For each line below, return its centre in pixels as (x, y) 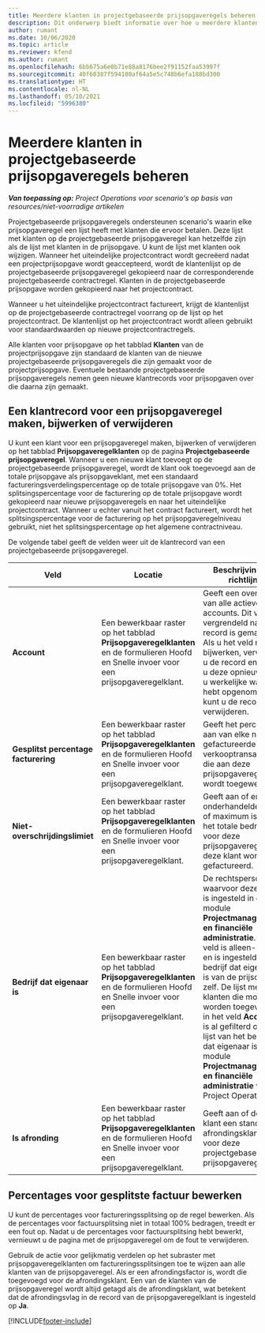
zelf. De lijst (224, 986)
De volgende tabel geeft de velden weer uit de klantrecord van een (117, 542)
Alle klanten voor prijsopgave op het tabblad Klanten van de (106, 345)
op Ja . (19, 1305)
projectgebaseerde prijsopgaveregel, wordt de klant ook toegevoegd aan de (132, 467)
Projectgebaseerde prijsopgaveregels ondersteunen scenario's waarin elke (130, 222)
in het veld (222, 1016)
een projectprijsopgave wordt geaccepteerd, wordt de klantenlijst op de (125, 264)
